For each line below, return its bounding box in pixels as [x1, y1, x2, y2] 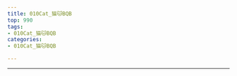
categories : [7, 36, 42, 43]
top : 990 [7, 17, 33, 24]
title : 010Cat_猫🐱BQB [7, 10, 73, 17]
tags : [7, 23, 23, 30]
